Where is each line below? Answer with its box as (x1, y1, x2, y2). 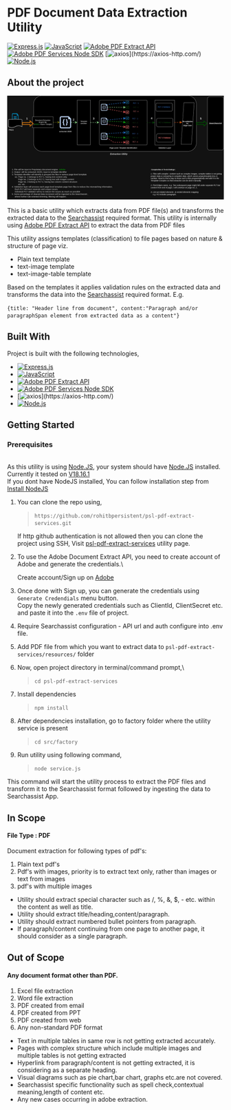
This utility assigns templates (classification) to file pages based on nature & (7, 234, 223, 243)
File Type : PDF (7, 832, 51, 840)
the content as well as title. (16, 903, 93, 911)
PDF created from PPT (16, 1008, 81, 1017)
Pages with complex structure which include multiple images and (16, 1044, 201, 1052)
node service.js (34, 765, 81, 772)
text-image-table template (16, 269, 91, 278)
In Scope (7, 812, 46, 824)
